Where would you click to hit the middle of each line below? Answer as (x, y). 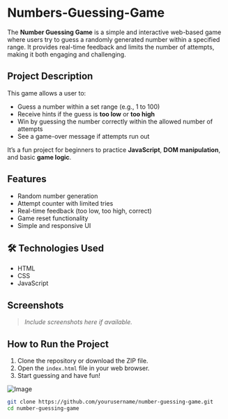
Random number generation (58, 196)
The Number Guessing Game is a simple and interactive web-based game (114, 32)
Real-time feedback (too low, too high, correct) (84, 211)
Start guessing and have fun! (59, 375)
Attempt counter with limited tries (65, 203)
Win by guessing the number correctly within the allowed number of (115, 121)
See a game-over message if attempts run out (83, 136)
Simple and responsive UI (54, 225)
